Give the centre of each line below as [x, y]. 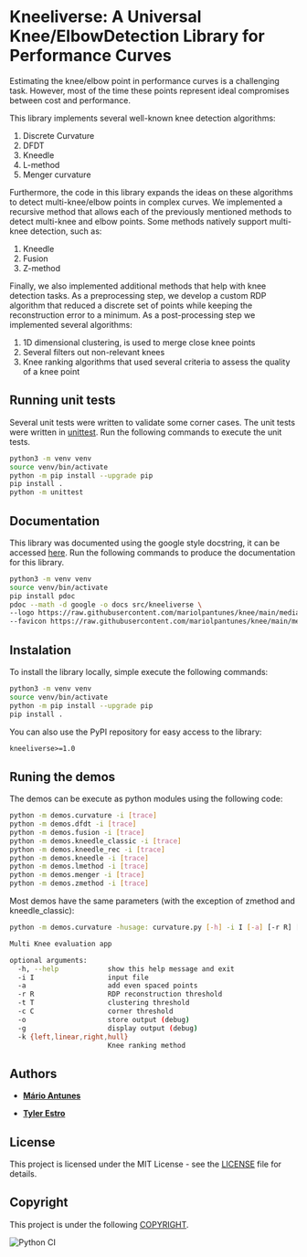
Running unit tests [63, 401]
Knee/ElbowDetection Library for [137, 36]
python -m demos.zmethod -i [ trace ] [79, 883]
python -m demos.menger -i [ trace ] [77, 875]
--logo [22, 613]
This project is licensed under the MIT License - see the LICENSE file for [145, 1164]
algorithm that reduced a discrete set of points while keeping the [131, 305]
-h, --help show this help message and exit [126, 969]
